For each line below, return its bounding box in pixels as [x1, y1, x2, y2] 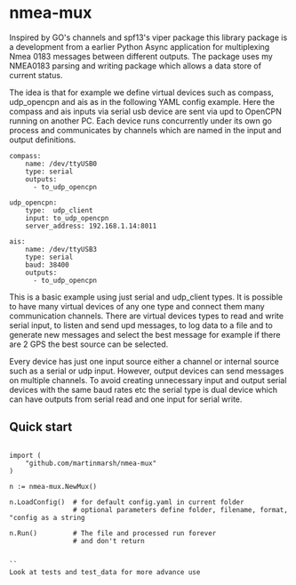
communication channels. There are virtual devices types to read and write [9, 310, 284, 321]
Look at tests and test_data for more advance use [9, 567, 201, 576]
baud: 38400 [25, 260, 69, 269]
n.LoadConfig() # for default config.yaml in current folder [9, 497, 244, 507]
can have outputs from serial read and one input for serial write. [9, 394, 243, 405]
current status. [9, 69, 63, 80]
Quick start [9, 420, 73, 435]
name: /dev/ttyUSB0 [25, 159, 98, 168]
